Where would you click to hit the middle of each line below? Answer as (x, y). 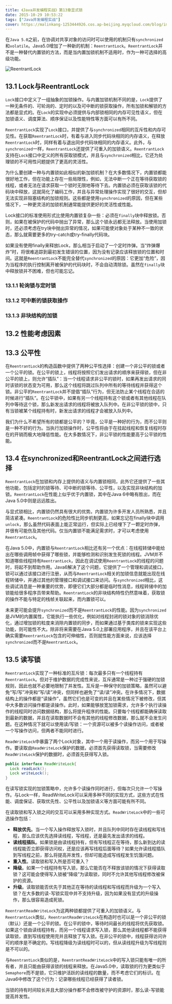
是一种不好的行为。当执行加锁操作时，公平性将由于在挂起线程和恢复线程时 (84, 428)
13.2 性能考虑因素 (33, 334)
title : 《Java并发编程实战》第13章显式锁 (44, 10)
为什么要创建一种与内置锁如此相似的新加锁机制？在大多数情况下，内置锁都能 (86, 172)
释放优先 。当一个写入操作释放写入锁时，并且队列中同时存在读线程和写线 (89, 830)
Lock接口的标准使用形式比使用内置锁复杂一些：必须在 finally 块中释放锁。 (84, 215)
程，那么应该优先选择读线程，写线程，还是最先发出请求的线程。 (80, 836)
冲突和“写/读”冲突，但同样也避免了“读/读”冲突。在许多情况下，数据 (95, 692)
